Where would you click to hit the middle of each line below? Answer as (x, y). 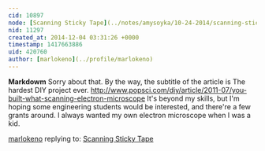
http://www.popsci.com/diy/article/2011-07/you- (168, 90)
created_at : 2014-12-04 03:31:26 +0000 (74, 37)
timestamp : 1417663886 (45, 45)
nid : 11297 (26, 30)
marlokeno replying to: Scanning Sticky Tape (81, 138)
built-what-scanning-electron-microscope (77, 98)
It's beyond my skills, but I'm (193, 98)
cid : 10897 (26, 15)
